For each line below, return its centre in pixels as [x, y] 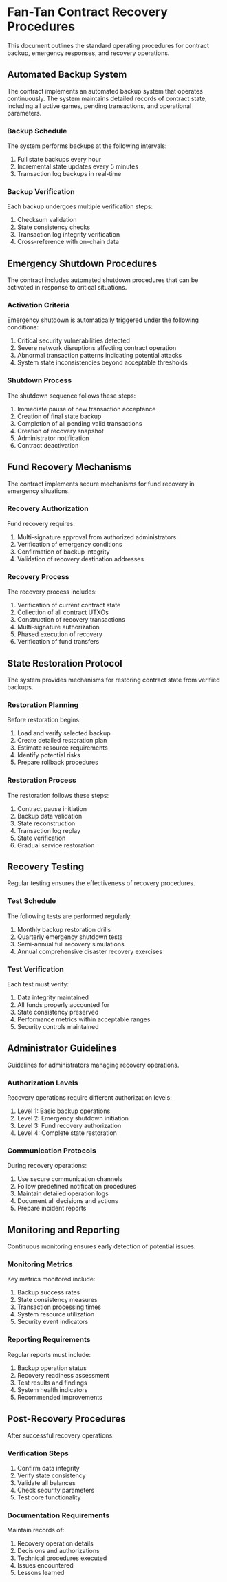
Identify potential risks [48, 755]
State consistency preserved [58, 1012]
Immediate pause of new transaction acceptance [86, 409]
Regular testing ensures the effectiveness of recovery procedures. [101, 883]
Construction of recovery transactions [71, 620]
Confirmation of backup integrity [63, 552]
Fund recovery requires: [41, 523]
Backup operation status [52, 1368]
